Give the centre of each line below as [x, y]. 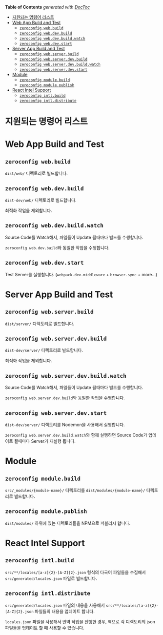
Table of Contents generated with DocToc [48, 7]
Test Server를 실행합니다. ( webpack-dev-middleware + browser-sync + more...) [81, 274]
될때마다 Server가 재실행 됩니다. [45, 441]
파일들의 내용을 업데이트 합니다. [65, 611]
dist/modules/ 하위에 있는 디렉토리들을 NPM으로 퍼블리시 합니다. [68, 523]
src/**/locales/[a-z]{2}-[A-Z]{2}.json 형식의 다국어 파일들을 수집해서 [75, 572]
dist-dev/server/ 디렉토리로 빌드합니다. [44, 350]
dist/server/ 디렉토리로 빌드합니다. [40, 324]
